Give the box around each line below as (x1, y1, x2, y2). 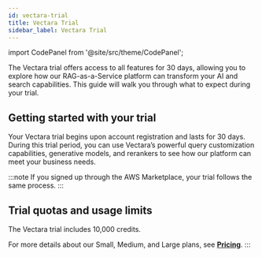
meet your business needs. (8, 157, 96, 166)
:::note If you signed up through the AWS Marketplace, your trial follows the (8, 173, 253, 182)
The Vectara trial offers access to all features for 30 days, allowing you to (8, 63, 246, 73)
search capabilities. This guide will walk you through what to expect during (8, 80, 251, 89)
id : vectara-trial (8, 11, 68, 20)
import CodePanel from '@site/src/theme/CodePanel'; (8, 48, 183, 58)
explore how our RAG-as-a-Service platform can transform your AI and (8, 72, 238, 81)
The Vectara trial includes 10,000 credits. (8, 225, 142, 233)
